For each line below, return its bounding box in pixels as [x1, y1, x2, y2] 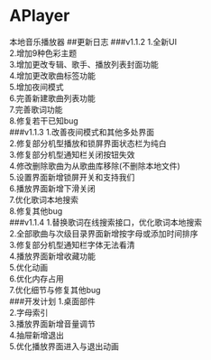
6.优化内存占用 [9, 272, 65, 284]
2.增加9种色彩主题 [9, 47, 78, 59]
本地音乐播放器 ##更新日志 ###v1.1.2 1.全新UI [9, 36, 178, 47]
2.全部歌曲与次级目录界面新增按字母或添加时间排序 [9, 227, 198, 239]
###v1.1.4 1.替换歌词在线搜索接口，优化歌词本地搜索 [9, 217, 203, 227]
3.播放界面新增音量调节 [9, 318, 96, 329]
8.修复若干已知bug [9, 115, 78, 126]
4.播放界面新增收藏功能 [9, 250, 96, 262]
